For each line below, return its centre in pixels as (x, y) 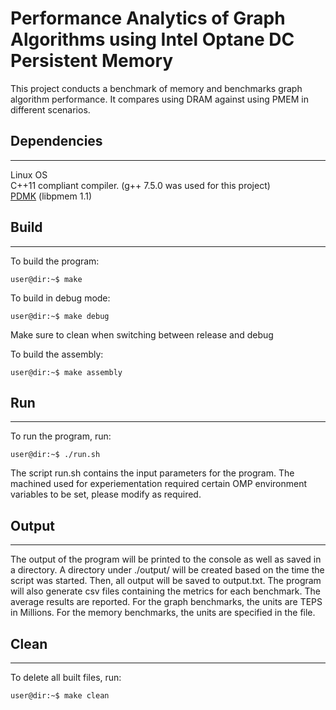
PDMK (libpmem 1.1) (51, 196)
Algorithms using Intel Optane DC (152, 39)
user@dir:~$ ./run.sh (55, 455)
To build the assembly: (57, 354)
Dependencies (56, 141)
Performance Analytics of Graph (148, 18)
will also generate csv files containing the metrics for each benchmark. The (165, 591)
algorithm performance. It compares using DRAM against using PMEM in (159, 99)
